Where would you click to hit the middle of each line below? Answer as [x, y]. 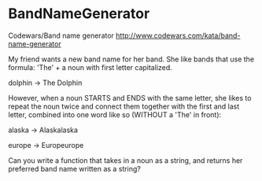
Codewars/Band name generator [61, 35]
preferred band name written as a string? [75, 168]
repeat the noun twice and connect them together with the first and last [124, 106]
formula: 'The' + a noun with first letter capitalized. [90, 67]
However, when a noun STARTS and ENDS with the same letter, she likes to [130, 98]
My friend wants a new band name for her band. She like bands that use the [131, 59]
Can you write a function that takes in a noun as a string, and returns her [125, 160]
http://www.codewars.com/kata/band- [178, 35]
